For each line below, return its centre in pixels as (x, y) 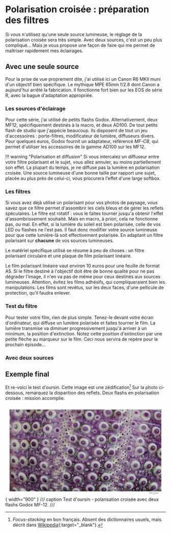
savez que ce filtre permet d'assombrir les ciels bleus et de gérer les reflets (84, 208)
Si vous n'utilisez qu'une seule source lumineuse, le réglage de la (74, 34)
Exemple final (27, 374)
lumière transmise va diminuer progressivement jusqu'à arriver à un (76, 328)
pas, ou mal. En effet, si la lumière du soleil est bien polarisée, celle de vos (83, 224)
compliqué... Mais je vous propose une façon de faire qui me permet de (80, 45)
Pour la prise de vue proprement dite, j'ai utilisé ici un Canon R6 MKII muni (83, 79)
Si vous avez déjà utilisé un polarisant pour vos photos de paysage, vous (81, 203)
